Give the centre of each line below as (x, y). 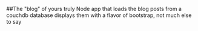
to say (14, 22)
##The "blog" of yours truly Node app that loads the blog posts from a (94, 9)
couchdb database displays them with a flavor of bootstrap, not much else (99, 15)
